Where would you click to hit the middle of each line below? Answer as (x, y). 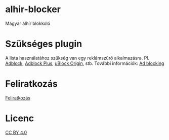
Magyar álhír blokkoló (28, 23)
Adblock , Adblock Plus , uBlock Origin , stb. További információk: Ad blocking (85, 63)
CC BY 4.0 (16, 132)
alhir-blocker (33, 9)
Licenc (20, 118)
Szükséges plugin (44, 44)
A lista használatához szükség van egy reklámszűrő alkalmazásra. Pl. (77, 58)
